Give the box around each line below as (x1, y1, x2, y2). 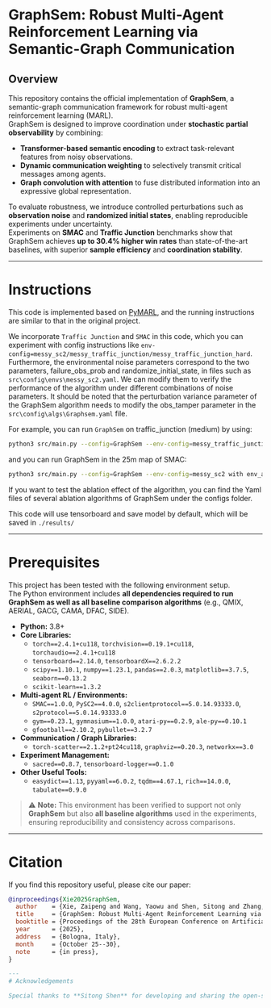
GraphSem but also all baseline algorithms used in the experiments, (27, 809, 257, 818)
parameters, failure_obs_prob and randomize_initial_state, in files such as (8, 366, 252, 375)
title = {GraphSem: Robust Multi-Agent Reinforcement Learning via (15, 910, 262, 918)
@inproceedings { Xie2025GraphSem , (8, 895, 121, 903)
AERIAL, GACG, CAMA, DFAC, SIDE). (8, 605, 130, 615)
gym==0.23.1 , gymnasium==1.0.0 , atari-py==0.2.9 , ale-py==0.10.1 (31, 716, 248, 726)
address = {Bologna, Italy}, (15, 932, 121, 941)
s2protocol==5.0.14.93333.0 (31, 709, 127, 717)
